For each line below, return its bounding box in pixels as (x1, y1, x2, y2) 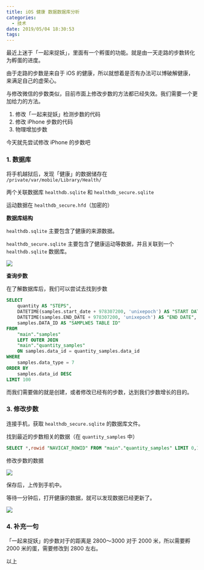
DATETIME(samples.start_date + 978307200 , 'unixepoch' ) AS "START (17, 308, 189, 315)
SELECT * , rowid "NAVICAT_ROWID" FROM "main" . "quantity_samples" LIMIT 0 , (6, 445, 197, 451)
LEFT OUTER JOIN (17, 337, 59, 343)
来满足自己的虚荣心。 (6, 77, 59, 85)
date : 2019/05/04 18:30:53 (6, 26, 75, 32)
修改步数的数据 (6, 457, 44, 464)
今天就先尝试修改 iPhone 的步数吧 (6, 139, 91, 146)
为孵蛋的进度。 (6, 57, 44, 64)
